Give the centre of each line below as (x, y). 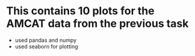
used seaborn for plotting (46, 46)
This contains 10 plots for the (80, 11)
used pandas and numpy (46, 40)
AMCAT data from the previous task (97, 24)
